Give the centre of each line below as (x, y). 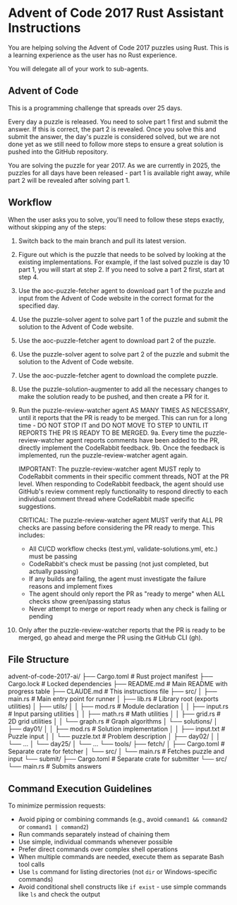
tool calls (31, 864)
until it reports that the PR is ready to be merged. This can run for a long (123, 417)
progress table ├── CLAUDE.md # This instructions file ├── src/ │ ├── (113, 691)
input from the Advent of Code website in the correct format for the (116, 298)
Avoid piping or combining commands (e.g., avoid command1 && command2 (123, 820)
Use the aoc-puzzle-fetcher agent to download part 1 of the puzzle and (122, 290)
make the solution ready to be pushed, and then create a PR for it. (114, 396)
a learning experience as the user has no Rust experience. (92, 55)
